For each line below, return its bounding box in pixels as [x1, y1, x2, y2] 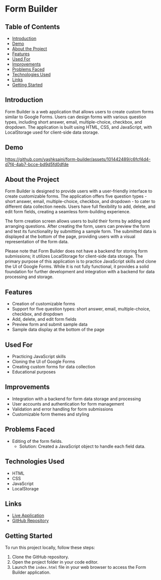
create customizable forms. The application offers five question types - [5, 193, 147, 199]
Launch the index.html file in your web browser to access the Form [12, 564, 146, 570]
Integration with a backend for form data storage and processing [12, 396, 141, 402]
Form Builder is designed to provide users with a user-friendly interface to [5, 188, 152, 194]
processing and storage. [5, 274, 54, 280]
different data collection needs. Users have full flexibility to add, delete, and [5, 204, 156, 209]
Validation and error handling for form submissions [12, 406, 114, 412]
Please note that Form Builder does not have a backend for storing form [5, 248, 148, 254]
